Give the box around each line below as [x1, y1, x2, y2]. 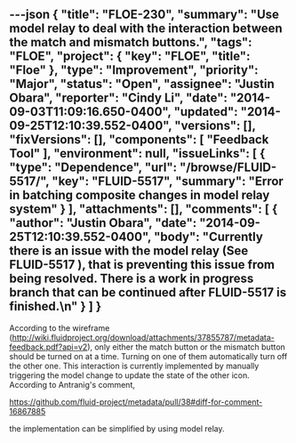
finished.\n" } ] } [9, 299, 102, 314]
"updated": [173, 104, 238, 119]
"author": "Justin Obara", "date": [9, 215, 197, 230]
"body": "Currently [154, 230, 264, 245]
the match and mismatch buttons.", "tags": [9, 35, 252, 50]
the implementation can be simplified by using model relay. [9, 423, 225, 434]
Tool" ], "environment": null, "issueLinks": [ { [9, 146, 266, 161]
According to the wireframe [9, 322, 110, 333]
